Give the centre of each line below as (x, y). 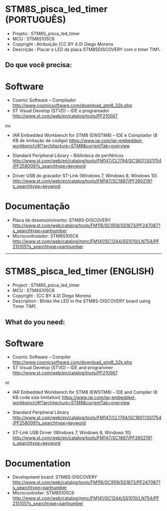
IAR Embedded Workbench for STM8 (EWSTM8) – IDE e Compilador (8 (85, 135)
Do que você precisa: (39, 65)
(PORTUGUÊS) (36, 20)
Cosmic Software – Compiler (42, 357)
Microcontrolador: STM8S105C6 (45, 236)
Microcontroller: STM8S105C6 (43, 493)
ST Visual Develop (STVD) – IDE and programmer (63, 368)
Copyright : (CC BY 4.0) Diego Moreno (52, 296)
